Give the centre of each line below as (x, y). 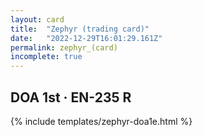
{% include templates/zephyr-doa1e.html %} (101, 121)
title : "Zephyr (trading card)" (80, 29)
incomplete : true (46, 57)
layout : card (37, 19)
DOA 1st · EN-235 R (71, 97)
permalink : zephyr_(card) (64, 47)
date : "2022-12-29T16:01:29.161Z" (86, 38)
